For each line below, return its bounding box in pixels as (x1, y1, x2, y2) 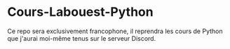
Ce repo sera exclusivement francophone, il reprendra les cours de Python (7, 27, 223, 35)
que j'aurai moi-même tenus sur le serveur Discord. (7, 34, 156, 42)
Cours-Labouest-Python (7, 4, 154, 20)
